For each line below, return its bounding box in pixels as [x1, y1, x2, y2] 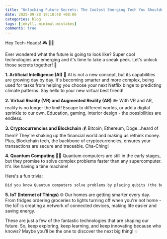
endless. [5, 115, 23, 121]
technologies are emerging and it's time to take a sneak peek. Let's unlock [5, 57, 158, 63]
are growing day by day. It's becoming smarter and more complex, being [5, 77, 154, 83]
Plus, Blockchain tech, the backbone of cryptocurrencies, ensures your [5, 138, 151, 144]
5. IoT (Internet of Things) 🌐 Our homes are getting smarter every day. [5, 192, 151, 198]
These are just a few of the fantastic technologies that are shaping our [5, 218, 149, 224]
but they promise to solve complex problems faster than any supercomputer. [5, 158, 162, 164]
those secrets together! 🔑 [5, 62, 57, 68]
